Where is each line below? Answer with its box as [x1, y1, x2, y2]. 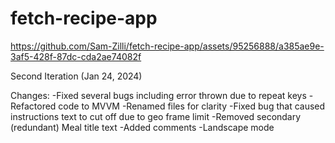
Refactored [10, 100, 57, 112]
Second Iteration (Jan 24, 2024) [10, 70, 143, 82]
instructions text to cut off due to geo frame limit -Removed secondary [10, 110, 302, 122]
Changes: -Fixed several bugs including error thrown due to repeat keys [10, 89, 307, 101]
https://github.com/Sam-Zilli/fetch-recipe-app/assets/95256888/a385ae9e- [10, 40, 325, 52]
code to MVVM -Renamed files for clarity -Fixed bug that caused [58, 100, 326, 112]
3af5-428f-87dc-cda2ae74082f [10, 50, 142, 62]
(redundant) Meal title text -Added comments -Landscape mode [10, 121, 275, 133]
